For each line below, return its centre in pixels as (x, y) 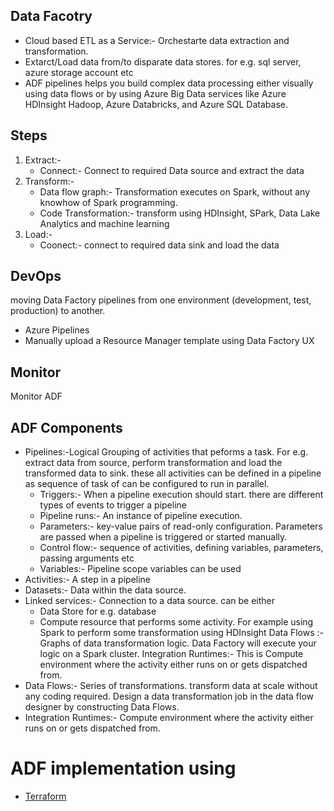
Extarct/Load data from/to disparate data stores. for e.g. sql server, (163, 61)
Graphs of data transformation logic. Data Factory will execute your (178, 643)
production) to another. (58, 311)
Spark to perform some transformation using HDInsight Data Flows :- (182, 633)
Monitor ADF (36, 396)
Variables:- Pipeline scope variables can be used (140, 569)
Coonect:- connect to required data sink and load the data (159, 245)
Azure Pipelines (57, 330)
